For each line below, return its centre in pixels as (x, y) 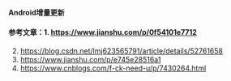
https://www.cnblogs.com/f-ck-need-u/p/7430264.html (113, 68)
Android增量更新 (36, 12)
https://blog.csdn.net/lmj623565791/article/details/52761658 (121, 51)
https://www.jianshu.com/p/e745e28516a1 (90, 59)
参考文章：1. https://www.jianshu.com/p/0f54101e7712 (103, 32)
